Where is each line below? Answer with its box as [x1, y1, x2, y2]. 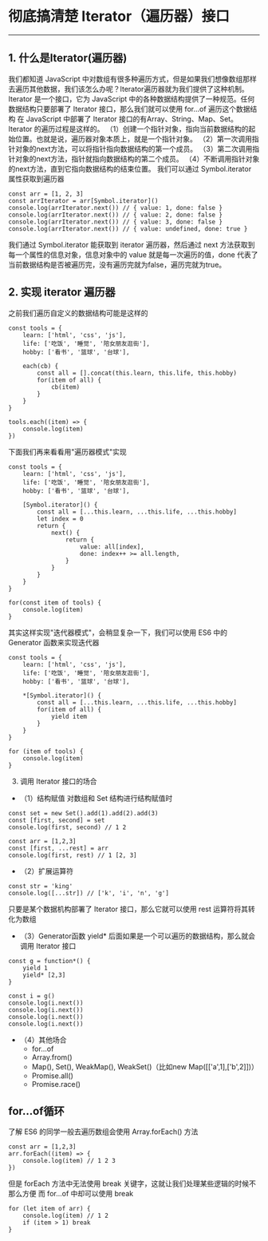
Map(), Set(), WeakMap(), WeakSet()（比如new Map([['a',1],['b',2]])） [31, 1061, 259, 1071]
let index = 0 [37, 514, 84, 523]
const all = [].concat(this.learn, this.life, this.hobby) [37, 369, 238, 377]
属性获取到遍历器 [8, 173, 65, 184]
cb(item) [50, 383, 81, 391]
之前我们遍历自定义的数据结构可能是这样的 [8, 308, 148, 318]
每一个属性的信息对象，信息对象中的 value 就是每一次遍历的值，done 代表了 [8, 249, 258, 260]
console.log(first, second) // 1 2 [8, 823, 127, 831]
